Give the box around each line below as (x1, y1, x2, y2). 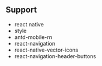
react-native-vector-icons (14, 46, 79, 53)
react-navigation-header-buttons (14, 52, 97, 59)
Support (5, 5, 37, 15)
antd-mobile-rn (14, 33, 52, 41)
